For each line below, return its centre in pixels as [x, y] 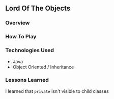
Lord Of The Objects [38, 8]
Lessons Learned [27, 80]
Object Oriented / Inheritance [43, 67]
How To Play [21, 37]
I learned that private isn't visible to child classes [57, 91]
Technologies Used [30, 51]
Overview [18, 23]
